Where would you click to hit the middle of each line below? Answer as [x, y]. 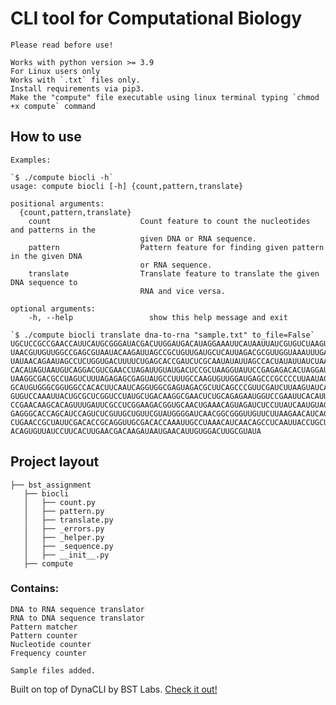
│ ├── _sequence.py [68, 546]
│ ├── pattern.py [64, 511]
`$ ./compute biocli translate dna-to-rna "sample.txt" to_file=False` [162, 335]
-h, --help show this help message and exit [158, 317]
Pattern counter [44, 635]
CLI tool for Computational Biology [156, 18]
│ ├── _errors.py [64, 528]
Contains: [35, 589]
